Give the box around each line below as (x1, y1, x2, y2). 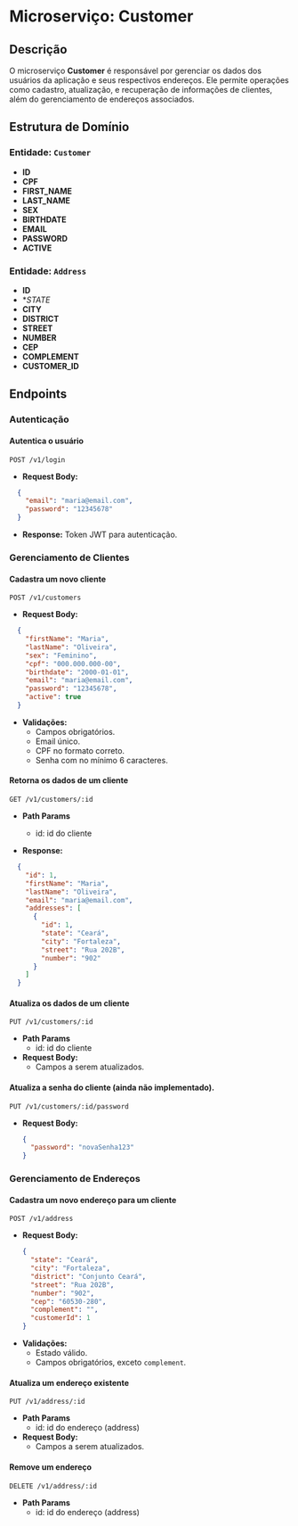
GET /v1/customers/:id (9, 796, 93, 804)
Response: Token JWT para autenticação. (21, 529, 178, 540)
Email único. (35, 736, 81, 747)
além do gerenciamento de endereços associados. (9, 94, 195, 104)
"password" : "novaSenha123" (30, 1143, 135, 1152)
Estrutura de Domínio (9, 120, 130, 135)
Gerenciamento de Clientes (9, 551, 130, 564)
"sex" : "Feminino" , (25, 651, 98, 660)
